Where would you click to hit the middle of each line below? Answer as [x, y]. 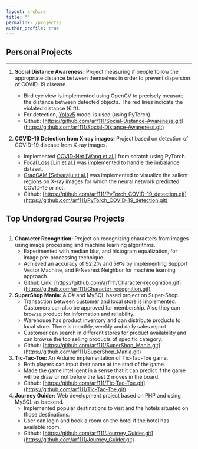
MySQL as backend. [39, 402]
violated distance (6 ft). [52, 108]
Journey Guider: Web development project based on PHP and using [98, 395]
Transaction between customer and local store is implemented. [100, 301]
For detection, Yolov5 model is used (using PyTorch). [88, 115]
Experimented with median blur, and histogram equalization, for [100, 251]
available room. [42, 427]
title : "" [18, 17]
